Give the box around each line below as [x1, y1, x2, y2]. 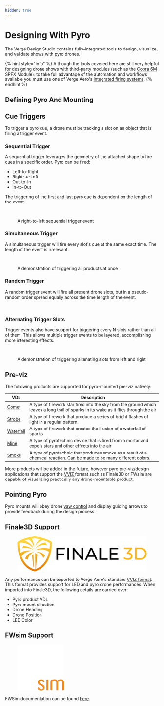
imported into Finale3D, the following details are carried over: [5, 586, 128, 593]
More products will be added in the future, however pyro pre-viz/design [5, 466, 149, 472]
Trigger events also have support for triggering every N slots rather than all [5, 327, 156, 333]
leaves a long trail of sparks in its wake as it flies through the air [29, 407, 157, 413]
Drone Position [12, 612, 42, 618]
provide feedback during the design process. [5, 508, 96, 514]
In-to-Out [12, 184, 32, 190]
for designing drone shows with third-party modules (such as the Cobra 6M [5, 66, 157, 72]
